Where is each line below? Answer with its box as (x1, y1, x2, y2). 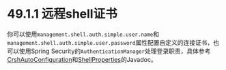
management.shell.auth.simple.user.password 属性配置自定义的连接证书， (7, 38, 214, 46)
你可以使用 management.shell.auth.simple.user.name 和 (7, 30, 160, 38)
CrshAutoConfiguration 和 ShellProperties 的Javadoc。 (7, 55, 157, 63)
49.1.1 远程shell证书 (7, 6, 117, 22)
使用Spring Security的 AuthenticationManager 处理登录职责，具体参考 (18, 47, 211, 55)
